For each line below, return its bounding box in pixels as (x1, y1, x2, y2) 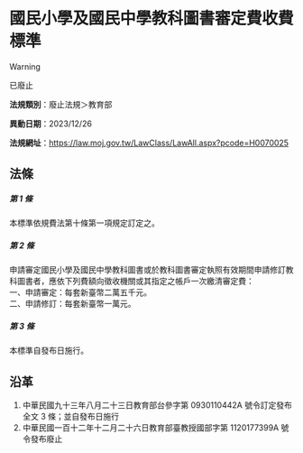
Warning (9, 60, 41, 72)
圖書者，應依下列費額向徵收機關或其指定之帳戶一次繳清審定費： (16, 276, 254, 287)
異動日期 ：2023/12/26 (9, 118, 93, 129)
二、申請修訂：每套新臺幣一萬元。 (9, 299, 136, 310)
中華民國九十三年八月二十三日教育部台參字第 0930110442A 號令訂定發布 (22, 400, 293, 411)
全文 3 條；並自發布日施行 (22, 411, 120, 422)
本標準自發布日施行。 (9, 345, 88, 356)
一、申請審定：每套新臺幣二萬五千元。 (9, 287, 151, 298)
